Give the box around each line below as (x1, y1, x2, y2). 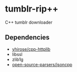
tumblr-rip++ (5, 3, 59, 14)
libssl (12, 51, 23, 57)
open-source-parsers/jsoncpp (12, 61, 73, 67)
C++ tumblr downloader (5, 19, 53, 25)
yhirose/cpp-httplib (12, 46, 51, 52)
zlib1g (12, 57, 24, 62)
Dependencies (5, 33, 50, 42)
